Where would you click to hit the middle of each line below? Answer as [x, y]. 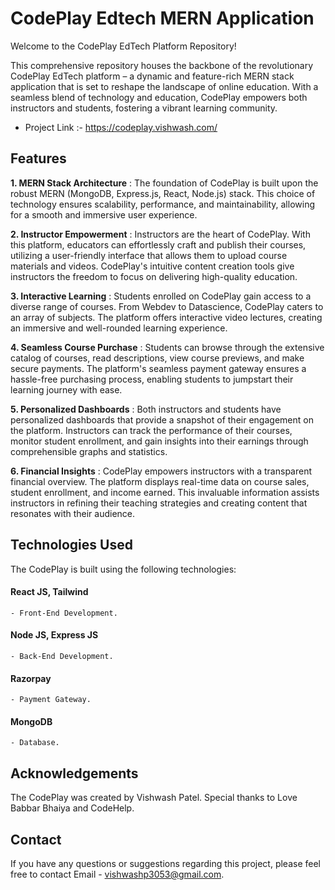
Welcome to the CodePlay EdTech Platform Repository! [123, 46]
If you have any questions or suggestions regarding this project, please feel [165, 863]
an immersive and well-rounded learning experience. [119, 328]
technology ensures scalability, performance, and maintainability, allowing [162, 204]
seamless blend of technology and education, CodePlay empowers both [159, 97]
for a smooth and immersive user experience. [104, 214]
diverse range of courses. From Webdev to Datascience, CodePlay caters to [167, 306]
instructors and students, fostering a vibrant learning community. [144, 108]
